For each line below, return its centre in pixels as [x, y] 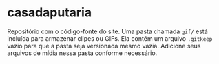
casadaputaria [49, 13]
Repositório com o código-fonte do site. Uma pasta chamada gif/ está [107, 31]
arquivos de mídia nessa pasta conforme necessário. [82, 53]
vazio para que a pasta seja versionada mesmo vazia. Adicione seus [104, 46]
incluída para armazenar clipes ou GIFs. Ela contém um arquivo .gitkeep [110, 38]
